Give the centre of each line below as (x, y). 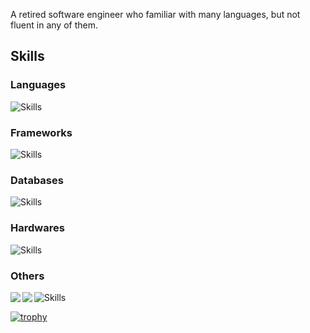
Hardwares (37, 228)
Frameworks (41, 132)
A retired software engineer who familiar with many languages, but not (155, 14)
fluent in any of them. (54, 25)
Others (27, 276)
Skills (27, 56)
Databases (37, 180)
